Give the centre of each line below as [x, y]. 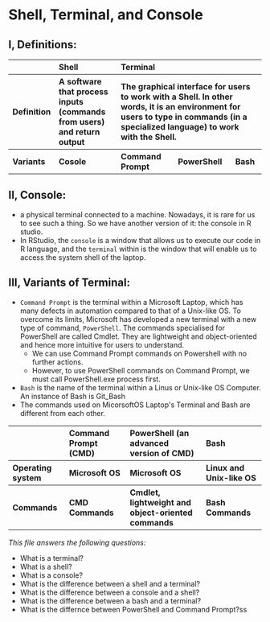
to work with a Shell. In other [176, 97]
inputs [72, 102]
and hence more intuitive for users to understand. [102, 344]
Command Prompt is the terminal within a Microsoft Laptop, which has [131, 302]
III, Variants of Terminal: [70, 283]
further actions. [57, 362]
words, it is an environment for [180, 107]
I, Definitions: [43, 45]
